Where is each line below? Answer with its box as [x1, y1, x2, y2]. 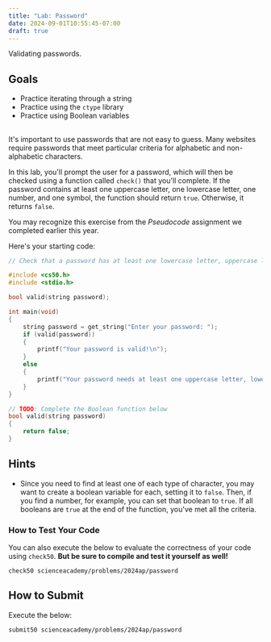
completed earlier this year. [8, 225, 99, 235]
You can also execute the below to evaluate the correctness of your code [8, 543, 252, 552]
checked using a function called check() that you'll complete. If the [8, 175, 231, 186]
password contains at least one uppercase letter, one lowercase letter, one [8, 184, 256, 194]
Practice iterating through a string [19, 94, 132, 103]
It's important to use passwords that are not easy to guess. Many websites [8, 134, 256, 144]
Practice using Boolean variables [19, 110, 130, 121]
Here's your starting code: [8, 241, 95, 251]
